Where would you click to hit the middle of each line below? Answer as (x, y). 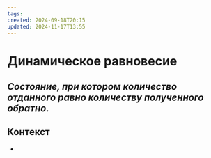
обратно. (29, 108)
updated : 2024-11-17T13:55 (46, 26)
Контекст (29, 132)
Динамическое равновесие (92, 61)
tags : (15, 14)
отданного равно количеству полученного (105, 97)
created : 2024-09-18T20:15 (46, 20)
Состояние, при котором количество (92, 87)
